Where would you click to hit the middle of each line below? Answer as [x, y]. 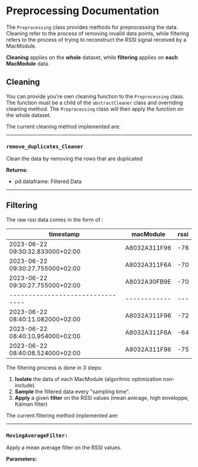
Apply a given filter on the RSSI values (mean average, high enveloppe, [102, 398]
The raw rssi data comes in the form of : [55, 220]
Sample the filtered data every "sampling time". [72, 391]
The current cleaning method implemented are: [63, 126]
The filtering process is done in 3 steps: [54, 367]
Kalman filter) [31, 404]
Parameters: [22, 459]
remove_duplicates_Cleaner [45, 146]
